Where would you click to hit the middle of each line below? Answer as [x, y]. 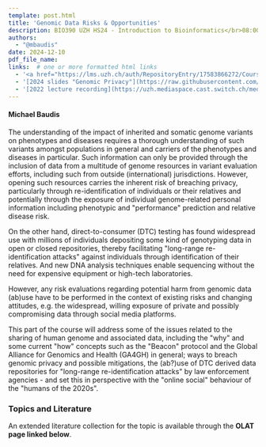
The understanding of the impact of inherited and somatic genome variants [131, 132]
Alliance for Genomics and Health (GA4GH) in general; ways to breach [123, 354]
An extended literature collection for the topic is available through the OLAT [131, 426]
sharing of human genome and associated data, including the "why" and [126, 338]
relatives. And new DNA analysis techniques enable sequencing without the [131, 265]
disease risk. [29, 216]
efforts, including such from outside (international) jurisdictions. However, [128, 174]
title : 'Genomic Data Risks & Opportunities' [84, 23]
